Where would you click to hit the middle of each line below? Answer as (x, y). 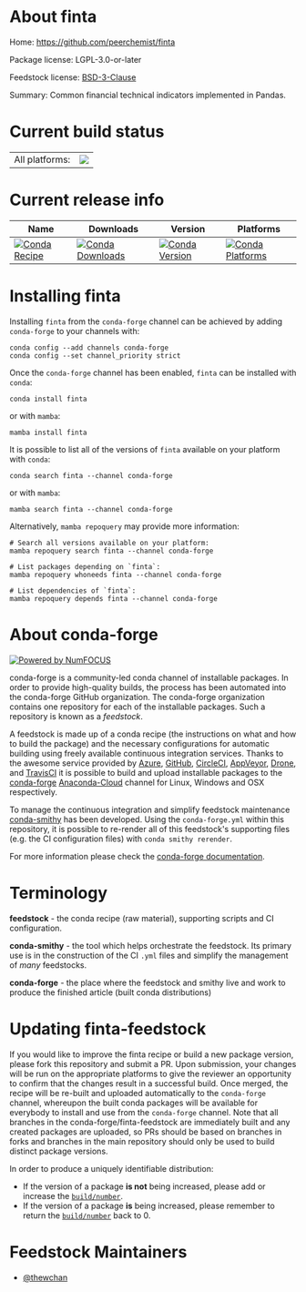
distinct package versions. (59, 1151)
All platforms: (42, 159)
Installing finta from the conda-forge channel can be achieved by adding (146, 321)
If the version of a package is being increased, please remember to (148, 1206)
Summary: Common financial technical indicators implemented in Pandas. (148, 95)
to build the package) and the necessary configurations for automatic (140, 743)
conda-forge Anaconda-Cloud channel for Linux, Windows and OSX (137, 782)
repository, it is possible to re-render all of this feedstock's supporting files (149, 829)
